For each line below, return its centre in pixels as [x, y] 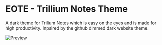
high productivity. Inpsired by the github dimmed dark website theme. [77, 28]
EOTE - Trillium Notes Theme [66, 9]
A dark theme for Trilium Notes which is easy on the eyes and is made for [81, 23]
